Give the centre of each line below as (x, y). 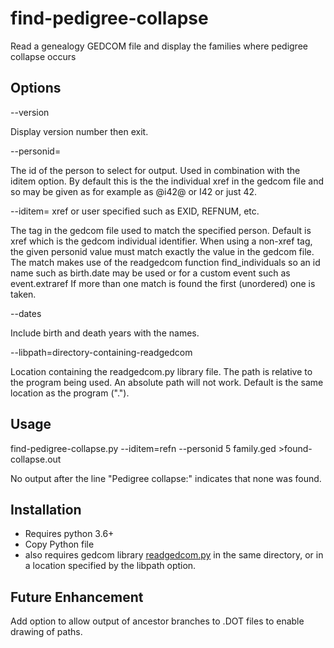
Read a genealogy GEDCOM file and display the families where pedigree (159, 46)
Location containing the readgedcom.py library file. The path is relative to (161, 371)
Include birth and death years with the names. (105, 333)
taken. (23, 294)
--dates (26, 313)
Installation (46, 509)
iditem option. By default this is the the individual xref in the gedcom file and (167, 181)
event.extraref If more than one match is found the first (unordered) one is (163, 283)
